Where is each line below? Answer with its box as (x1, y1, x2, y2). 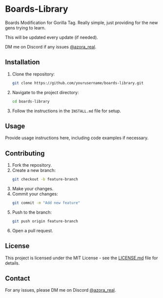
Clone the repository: (12, 71, 55, 77)
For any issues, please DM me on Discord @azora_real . (5, 287, 116, 293)
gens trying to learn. (5, 25, 46, 30)
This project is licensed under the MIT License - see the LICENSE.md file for (5, 255, 158, 261)
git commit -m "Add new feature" (12, 200, 81, 205)
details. (5, 260, 20, 266)
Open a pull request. (12, 227, 54, 233)
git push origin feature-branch (12, 219, 78, 223)
